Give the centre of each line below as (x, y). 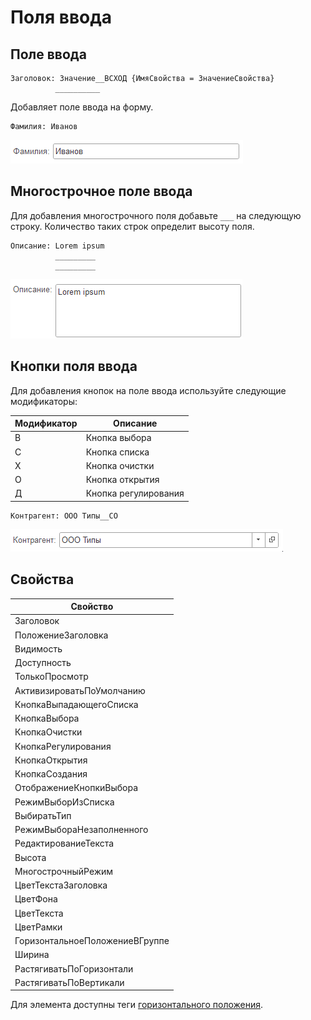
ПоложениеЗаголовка (61, 635)
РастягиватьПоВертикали (69, 982)
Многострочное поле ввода (101, 191)
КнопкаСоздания (51, 774)
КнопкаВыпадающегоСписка (76, 704)
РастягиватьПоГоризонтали (74, 968)
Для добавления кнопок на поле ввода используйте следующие (148, 390)
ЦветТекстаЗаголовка (61, 885)
